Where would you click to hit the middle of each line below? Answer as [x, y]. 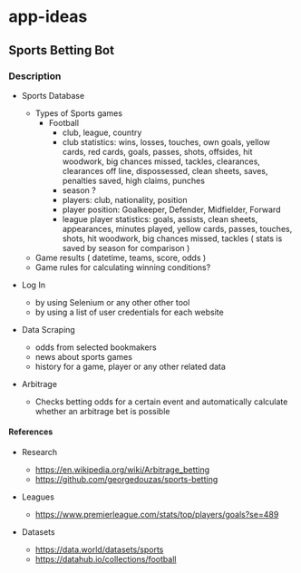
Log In [34, 285]
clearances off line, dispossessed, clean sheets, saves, [165, 170]
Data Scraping [49, 329]
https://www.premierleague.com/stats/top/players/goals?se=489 [157, 515]
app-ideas [48, 17]
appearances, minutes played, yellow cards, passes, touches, [177, 228]
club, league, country [102, 132]
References [31, 432]
